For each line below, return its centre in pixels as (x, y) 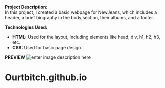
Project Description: (26, 7)
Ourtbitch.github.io (46, 78)
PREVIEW (15, 57)
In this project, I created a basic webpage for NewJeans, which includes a (81, 12)
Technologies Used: (26, 27)
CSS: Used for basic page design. (47, 48)
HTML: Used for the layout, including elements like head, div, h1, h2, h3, (86, 37)
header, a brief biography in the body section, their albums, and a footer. (80, 18)
